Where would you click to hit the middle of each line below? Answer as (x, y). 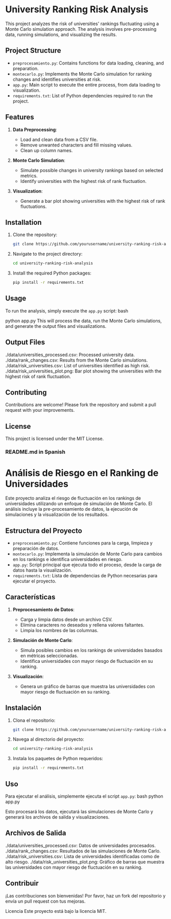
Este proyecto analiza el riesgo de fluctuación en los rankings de (73, 498)
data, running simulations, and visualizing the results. (61, 34)
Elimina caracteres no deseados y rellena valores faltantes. (82, 625)
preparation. (26, 68)
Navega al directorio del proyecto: (48, 739)
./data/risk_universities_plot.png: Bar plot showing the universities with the (83, 371)
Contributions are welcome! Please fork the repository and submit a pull (81, 405)
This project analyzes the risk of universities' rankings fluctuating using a (82, 24)
